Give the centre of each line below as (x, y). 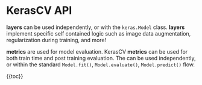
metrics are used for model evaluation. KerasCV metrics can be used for (97, 51)
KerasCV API (39, 11)
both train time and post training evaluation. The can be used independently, (101, 58)
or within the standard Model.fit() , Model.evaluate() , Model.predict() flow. (100, 65)
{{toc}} (15, 76)
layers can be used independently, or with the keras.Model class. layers (96, 27)
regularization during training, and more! (56, 40)
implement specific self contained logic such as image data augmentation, (99, 33)
